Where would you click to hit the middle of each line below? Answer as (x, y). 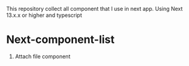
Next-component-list (60, 40)
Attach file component (43, 56)
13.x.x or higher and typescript (44, 15)
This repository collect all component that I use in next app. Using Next (94, 9)
